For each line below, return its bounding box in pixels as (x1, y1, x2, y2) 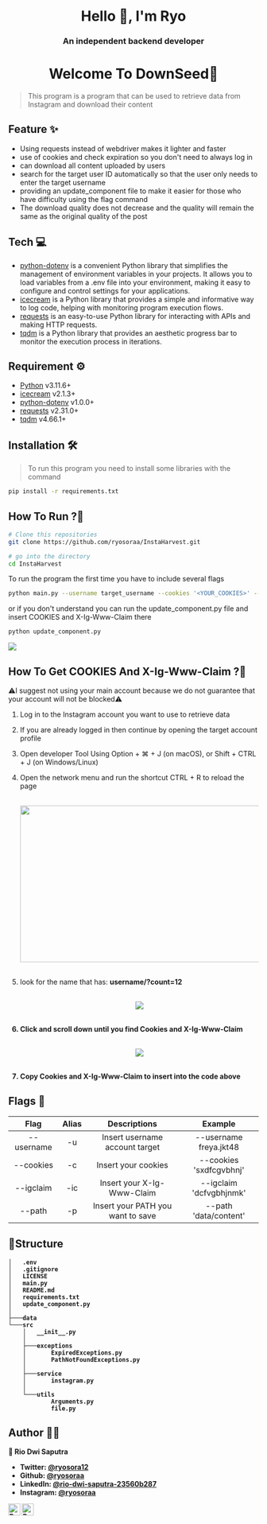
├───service (22, 1370, 62, 1378)
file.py (50, 1404, 77, 1413)
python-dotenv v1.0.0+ (19, 398, 95, 407)
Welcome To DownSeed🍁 (48, 65, 219, 83)
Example (202, 1118, 236, 1129)
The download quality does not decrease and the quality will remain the (19, 203, 254, 212)
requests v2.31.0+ (19, 406, 79, 416)
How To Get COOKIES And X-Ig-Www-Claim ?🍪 (8, 664, 246, 678)
